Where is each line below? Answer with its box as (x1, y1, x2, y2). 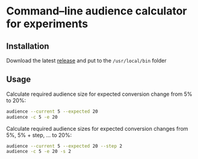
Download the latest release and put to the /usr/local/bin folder (6, 57, 167, 64)
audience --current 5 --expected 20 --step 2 (6, 143, 122, 149)
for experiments (6, 17, 88, 31)
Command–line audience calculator (6, 4, 187, 18)
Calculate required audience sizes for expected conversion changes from (6, 125, 188, 132)
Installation (6, 41, 49, 51)
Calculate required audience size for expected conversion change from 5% (6, 90, 193, 98)
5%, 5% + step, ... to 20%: (6, 131, 72, 139)
